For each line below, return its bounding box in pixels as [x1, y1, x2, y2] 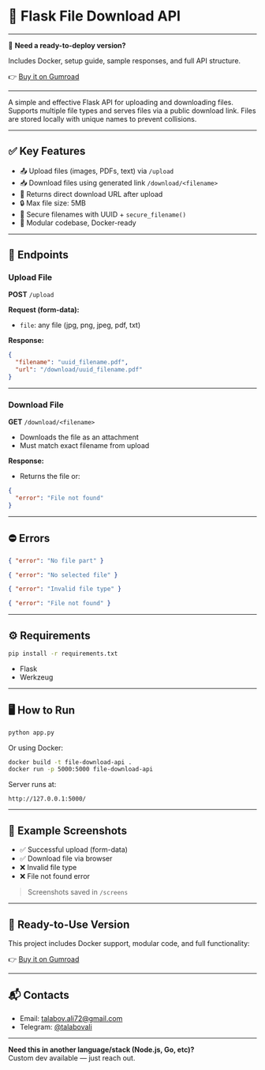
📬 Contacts [8, 989, 69, 1002]
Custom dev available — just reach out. [8, 1053, 136, 1062]
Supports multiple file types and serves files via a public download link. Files [8, 106, 256, 115]
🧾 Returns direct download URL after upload [19, 189, 163, 198]
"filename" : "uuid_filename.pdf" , [15, 359, 129, 367]
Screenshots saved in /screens [27, 887, 129, 897]
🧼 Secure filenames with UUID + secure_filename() [19, 209, 187, 219]
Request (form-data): [8, 305, 80, 315]
